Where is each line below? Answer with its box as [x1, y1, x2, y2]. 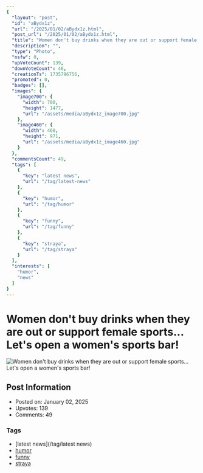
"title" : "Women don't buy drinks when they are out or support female [12, 37, 198, 43]
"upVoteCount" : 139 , [12, 60, 64, 66]
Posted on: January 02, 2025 [15, 398, 89, 406]
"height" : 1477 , [22, 105, 64, 111]
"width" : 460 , [22, 128, 59, 134]
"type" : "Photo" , [12, 49, 56, 55]
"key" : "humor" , [22, 195, 64, 201]
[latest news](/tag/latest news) [15, 440, 92, 447]
